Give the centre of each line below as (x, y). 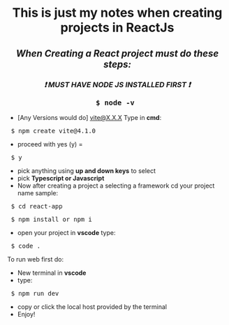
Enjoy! (26, 315)
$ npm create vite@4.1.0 (53, 131)
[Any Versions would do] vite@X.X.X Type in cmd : (89, 118)
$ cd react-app (37, 206)
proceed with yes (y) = (50, 144)
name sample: (37, 193)
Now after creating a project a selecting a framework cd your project (116, 186)
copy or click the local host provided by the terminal (92, 307)
